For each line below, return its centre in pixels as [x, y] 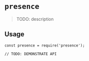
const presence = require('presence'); [45, 46]
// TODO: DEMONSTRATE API [30, 54]
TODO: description [35, 19]
